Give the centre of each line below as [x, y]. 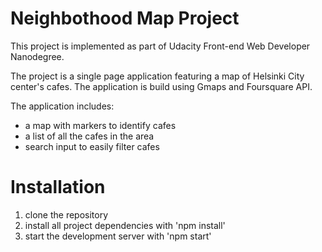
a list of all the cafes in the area [89, 136]
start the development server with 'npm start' [118, 236]
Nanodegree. [37, 56]
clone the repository [66, 214]
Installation [58, 187]
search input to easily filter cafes [92, 146]
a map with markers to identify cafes [100, 125]
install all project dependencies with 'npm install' [125, 225]
